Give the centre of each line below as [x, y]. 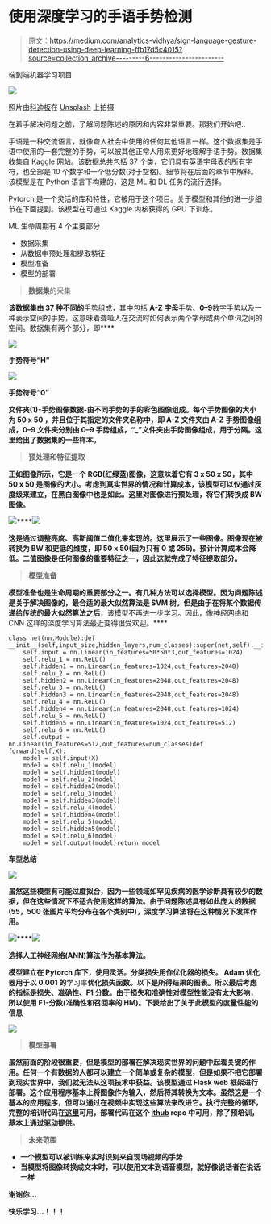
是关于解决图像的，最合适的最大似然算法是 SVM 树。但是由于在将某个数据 [131, 603]
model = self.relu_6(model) [70, 836]
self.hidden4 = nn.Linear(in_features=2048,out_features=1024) [131, 708]
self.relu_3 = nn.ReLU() [65, 687]
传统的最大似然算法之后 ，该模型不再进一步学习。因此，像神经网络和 [135, 612]
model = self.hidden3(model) [72, 800]
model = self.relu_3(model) [70, 793]
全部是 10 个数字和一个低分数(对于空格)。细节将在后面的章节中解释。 [144, 171]
